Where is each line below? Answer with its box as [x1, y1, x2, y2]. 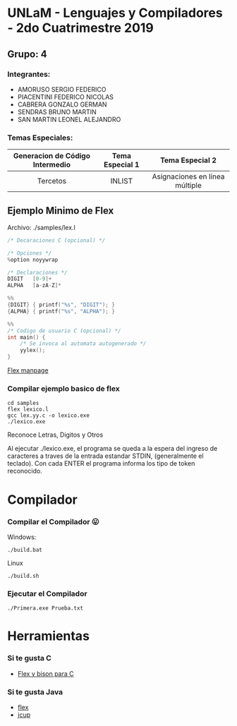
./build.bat [7, 546, 42, 553]
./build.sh [7, 572, 39, 579]
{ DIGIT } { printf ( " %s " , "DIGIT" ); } [7, 301, 115, 308]
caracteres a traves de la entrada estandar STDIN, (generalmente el [7, 452, 204, 460]
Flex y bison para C [17, 669, 74, 678]
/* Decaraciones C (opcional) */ [7, 236, 106, 244]
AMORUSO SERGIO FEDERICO [17, 85, 107, 93]
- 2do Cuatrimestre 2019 [7, 20, 154, 36]
